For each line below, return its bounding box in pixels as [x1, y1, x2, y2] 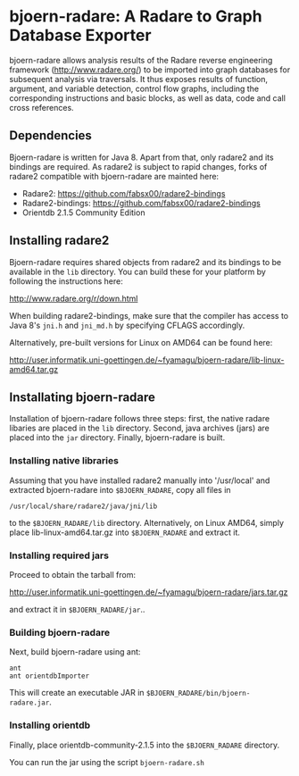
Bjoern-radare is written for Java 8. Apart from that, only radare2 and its [9, 152, 274, 163]
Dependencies [9, 128, 92, 144]
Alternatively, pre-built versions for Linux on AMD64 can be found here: [9, 337, 273, 347]
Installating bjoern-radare [9, 389, 156, 405]
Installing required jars [9, 549, 110, 562]
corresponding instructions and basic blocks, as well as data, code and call [9, 92, 286, 104]
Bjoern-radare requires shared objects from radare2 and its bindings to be [9, 256, 282, 267]
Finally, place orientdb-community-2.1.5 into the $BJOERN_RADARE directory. [9, 739, 279, 750]
